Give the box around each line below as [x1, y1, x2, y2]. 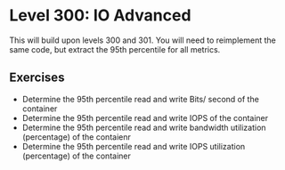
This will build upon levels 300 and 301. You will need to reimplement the [9, 35, 276, 45]
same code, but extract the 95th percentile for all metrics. [9, 44, 221, 54]
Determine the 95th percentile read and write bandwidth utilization [21, 122, 266, 133]
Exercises [9, 70, 65, 85]
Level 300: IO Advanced [9, 5, 191, 26]
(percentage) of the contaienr [21, 131, 131, 142]
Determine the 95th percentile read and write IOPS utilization [21, 141, 246, 151]
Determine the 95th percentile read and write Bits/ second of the [21, 93, 260, 104]
